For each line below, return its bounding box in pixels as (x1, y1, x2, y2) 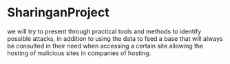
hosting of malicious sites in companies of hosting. (7, 49, 151, 57)
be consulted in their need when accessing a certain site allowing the (7, 42, 204, 50)
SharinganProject (7, 5, 109, 20)
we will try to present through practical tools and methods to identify (7, 27, 202, 35)
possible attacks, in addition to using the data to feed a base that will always (7, 34, 223, 42)
